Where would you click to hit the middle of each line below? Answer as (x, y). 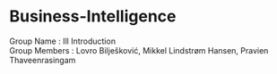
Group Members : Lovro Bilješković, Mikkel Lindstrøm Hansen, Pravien (139, 50)
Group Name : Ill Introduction (63, 41)
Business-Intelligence (93, 16)
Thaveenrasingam (43, 60)
